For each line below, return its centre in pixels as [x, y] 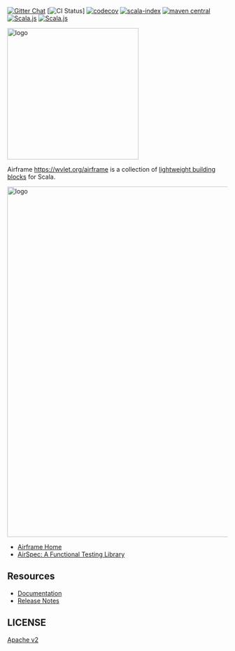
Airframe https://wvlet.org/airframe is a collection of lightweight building [111, 169]
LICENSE [27, 623]
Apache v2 [23, 639]
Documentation [40, 593]
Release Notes [38, 601]
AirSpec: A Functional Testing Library [71, 554]
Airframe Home [40, 547]
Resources [31, 576]
